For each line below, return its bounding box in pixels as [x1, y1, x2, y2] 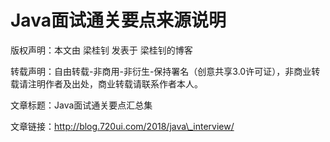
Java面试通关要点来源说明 [10, 9, 227, 32]
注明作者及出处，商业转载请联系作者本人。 [27, 77, 203, 90]
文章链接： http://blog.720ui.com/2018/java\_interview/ [10, 120, 235, 132]
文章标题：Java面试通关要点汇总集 [10, 99, 153, 111]
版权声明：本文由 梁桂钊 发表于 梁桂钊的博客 [10, 44, 193, 56]
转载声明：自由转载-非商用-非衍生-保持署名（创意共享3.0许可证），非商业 [10, 65, 312, 77]
